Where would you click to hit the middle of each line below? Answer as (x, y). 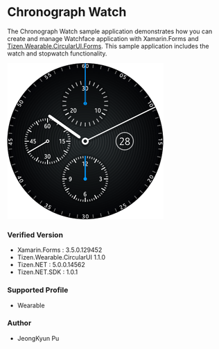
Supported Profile (38, 290)
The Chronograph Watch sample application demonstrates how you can (110, 31)
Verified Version (35, 235)
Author (19, 323)
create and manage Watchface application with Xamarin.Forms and (103, 38)
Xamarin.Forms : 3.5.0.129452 (60, 250)
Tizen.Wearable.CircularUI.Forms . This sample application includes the (108, 46)
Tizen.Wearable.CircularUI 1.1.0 (61, 257)
